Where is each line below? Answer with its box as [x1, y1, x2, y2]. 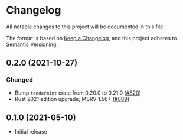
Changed [6, 76, 34, 84]
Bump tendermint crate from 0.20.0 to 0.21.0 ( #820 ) [14, 89, 142, 96]
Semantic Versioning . [6, 41, 58, 48]
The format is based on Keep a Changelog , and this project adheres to [6, 34, 177, 41]
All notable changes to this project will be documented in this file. [6, 23, 165, 30]
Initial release [14, 128, 47, 135]
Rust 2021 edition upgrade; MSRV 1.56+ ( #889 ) [14, 95, 130, 102]
